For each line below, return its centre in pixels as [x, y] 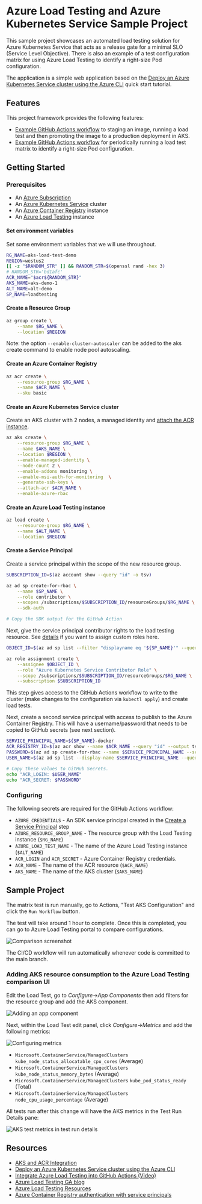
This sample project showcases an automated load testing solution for [93, 40]
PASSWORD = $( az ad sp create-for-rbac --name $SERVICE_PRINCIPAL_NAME [95, 752]
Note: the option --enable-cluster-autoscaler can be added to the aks [94, 343]
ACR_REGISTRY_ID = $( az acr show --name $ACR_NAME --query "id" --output [98, 747]
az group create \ [29, 320]
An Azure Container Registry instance [62, 211]
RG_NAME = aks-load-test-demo [41, 255]
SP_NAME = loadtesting [32, 294]
